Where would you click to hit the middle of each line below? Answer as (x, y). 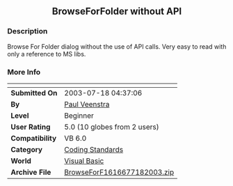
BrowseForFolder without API (117, 11)
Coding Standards (94, 149)
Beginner (79, 116)
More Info (24, 72)
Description (27, 31)
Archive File (31, 172)
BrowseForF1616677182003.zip (119, 172)
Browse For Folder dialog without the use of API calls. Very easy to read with (117, 46)
